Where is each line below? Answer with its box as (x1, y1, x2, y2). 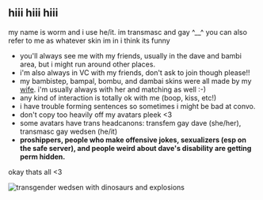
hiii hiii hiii (8, 6, 59, 20)
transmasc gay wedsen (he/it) (19, 126, 118, 136)
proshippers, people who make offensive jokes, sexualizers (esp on (19, 134, 247, 145)
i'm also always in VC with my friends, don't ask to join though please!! (19, 67, 250, 77)
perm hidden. (19, 152, 66, 161)
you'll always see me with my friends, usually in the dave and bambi (19, 51, 242, 60)
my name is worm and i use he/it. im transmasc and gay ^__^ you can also (8, 27, 248, 36)
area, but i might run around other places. (19, 59, 156, 69)
